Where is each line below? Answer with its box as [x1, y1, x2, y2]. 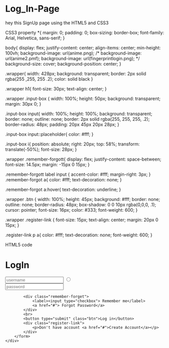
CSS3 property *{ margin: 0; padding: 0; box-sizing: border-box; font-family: [5, 29, 164, 35]
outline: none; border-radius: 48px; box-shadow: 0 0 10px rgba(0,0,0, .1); [5, 202, 156, 208]
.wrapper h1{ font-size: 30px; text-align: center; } [5, 85, 107, 91]
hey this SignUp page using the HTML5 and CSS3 [5, 20, 109, 26]
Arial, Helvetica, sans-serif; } [5, 35, 65, 41]
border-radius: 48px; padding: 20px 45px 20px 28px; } [5, 121, 120, 127]
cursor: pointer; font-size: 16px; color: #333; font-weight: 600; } [5, 207, 138, 213]
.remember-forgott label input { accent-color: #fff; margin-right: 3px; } [5, 171, 151, 177]
